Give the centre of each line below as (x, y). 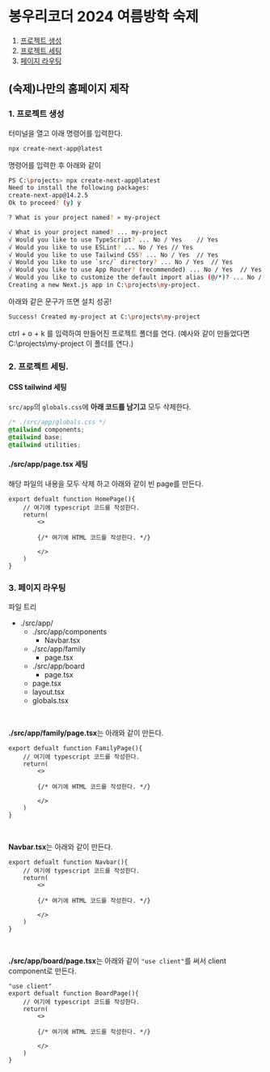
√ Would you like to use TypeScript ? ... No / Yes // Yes (114, 240)
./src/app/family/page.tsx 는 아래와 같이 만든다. (86, 732)
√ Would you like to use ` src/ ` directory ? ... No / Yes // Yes (120, 263)
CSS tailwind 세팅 (38, 387)
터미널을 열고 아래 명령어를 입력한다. (65, 133)
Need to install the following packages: (79, 188)
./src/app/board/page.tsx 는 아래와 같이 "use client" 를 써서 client (117, 960)
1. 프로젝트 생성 (36, 114)
